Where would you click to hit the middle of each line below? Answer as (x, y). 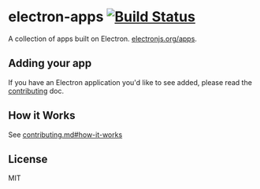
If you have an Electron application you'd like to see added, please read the (130, 82)
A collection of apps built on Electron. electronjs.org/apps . (102, 39)
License (28, 159)
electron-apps (56, 17)
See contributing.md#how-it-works (65, 135)
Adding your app (50, 63)
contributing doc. (36, 91)
